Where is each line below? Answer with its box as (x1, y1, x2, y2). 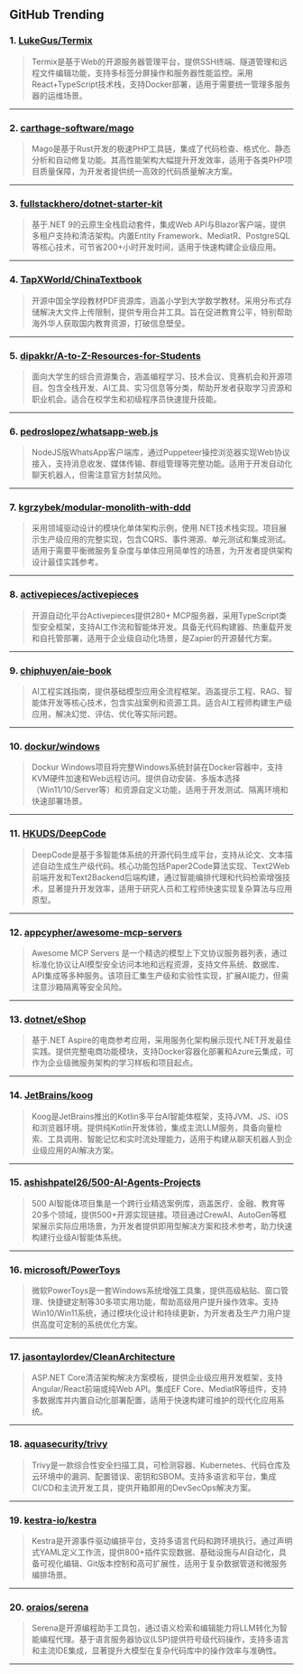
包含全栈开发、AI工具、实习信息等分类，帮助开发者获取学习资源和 (47, 382, 293, 392)
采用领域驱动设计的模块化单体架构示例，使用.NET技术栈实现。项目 (31, 523, 280, 534)
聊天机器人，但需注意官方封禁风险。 (31, 469, 167, 480)
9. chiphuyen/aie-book (9, 664, 112, 676)
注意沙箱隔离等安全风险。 (31, 981, 127, 992)
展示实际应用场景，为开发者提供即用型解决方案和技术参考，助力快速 (39, 1220, 293, 1231)
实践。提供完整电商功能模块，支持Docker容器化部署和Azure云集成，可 (31, 1046, 294, 1057)
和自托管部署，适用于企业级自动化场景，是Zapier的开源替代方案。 (31, 632, 277, 643)
